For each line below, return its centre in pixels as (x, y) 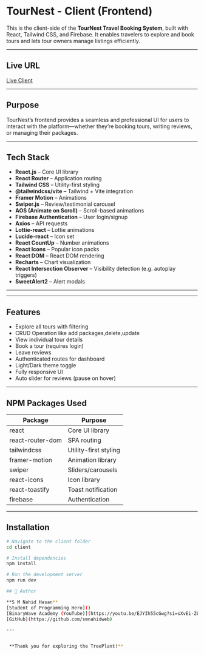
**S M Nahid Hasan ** (32, 602)
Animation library (92, 460)
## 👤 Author (21, 591)
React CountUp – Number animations (62, 243)
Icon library (84, 480)
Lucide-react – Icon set (45, 236)
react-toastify (29, 490)
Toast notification (93, 490)
